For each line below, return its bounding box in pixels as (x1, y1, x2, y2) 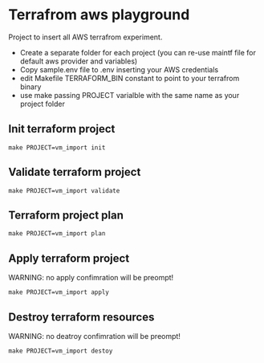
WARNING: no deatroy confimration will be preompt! (8, 332, 181, 341)
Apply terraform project (8, 251, 130, 265)
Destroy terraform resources (8, 310, 155, 324)
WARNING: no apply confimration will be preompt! (8, 273, 174, 283)
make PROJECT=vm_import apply (8, 288, 110, 296)
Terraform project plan (8, 208, 124, 222)
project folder (19, 99, 66, 108)
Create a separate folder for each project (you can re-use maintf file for (19, 47, 257, 57)
